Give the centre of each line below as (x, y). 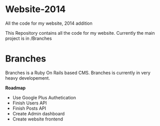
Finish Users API (29, 103)
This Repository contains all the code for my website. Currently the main (80, 33)
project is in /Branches (28, 38)
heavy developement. (28, 78)
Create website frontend (38, 119)
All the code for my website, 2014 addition (49, 23)
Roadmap (16, 88)
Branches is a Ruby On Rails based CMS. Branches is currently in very (78, 73)
